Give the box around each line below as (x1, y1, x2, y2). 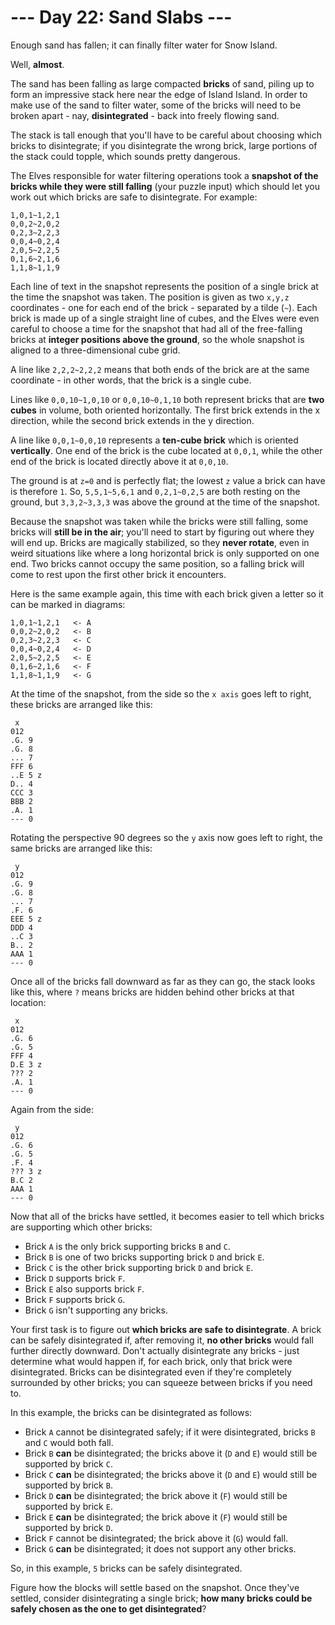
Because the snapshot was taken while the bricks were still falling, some (10, 515, 309, 527)
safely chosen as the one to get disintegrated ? (10, 1602, 207, 1615)
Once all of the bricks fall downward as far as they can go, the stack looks (10, 975, 316, 987)
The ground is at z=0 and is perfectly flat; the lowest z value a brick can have (10, 474, 326, 486)
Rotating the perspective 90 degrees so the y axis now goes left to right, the (10, 831, 323, 843)
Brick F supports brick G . (24, 1293, 126, 1305)
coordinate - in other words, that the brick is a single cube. (10, 374, 252, 386)
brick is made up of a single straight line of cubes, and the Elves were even (10, 312, 320, 324)
